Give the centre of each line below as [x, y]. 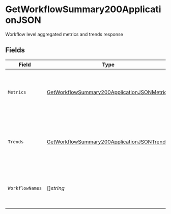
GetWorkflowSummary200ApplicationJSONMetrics [108, 92]
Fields [15, 50]
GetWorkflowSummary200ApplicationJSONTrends [108, 142]
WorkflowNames [25, 188]
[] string [55, 188]
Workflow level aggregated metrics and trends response [64, 34]
